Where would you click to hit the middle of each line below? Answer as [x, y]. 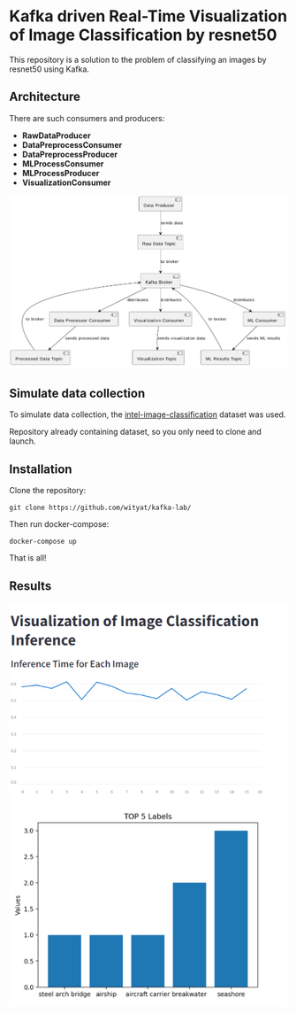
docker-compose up [43, 542]
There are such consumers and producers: [87, 118]
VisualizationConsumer [66, 182]
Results [30, 586]
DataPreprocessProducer [69, 154]
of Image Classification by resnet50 [143, 35]
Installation [41, 469]
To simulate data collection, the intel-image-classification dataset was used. [148, 414]
